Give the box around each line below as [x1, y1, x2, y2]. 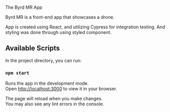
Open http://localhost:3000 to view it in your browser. [5, 86, 118, 92]
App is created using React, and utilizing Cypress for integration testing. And [5, 24, 165, 30]
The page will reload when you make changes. [5, 96, 103, 102]
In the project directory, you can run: [5, 57, 82, 63]
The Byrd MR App [5, 5, 43, 10]
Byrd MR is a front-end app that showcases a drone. [5, 14, 115, 20]
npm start [5, 70, 29, 76]
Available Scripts [5, 44, 60, 53]
